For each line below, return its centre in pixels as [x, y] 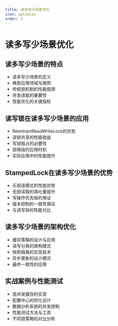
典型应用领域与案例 [32, 83]
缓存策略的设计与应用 [34, 240]
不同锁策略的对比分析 [34, 318]
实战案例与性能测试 [34, 281]
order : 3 [14, 19]
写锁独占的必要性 [29, 143]
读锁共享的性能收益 [32, 137]
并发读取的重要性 [29, 95]
